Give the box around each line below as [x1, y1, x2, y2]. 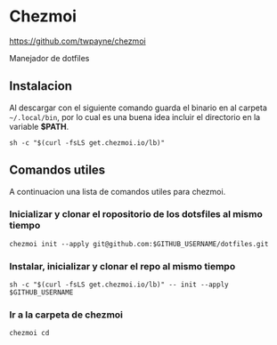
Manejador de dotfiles [9, 52, 90, 63]
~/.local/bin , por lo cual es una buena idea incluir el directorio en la [9, 111, 261, 122]
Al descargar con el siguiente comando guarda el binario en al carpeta [9, 102, 267, 113]
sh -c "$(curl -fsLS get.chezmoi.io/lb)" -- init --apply [9, 280, 229, 290]
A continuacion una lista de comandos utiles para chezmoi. [9, 186, 226, 197]
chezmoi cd [9, 329, 50, 338]
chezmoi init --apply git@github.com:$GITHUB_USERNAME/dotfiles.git [9, 239, 269, 248]
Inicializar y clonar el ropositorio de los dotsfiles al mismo [9, 208, 263, 221]
